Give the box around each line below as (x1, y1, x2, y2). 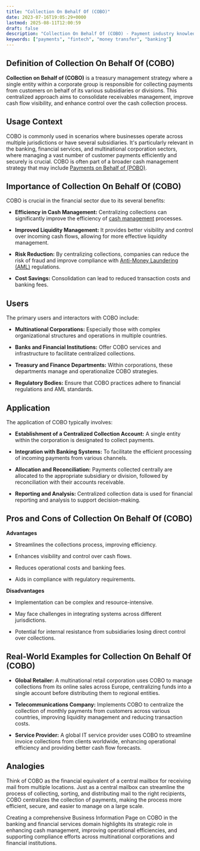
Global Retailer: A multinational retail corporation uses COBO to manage (14, 677, 193, 684)
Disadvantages (6, 587, 45, 594)
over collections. (14, 634, 56, 642)
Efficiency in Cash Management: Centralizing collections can (14, 209, 167, 216)
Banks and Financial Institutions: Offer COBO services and (14, 343, 161, 351)
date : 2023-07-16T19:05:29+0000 (6, 14, 86, 20)
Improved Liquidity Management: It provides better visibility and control (14, 227, 193, 234)
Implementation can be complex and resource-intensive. (14, 599, 154, 606)
